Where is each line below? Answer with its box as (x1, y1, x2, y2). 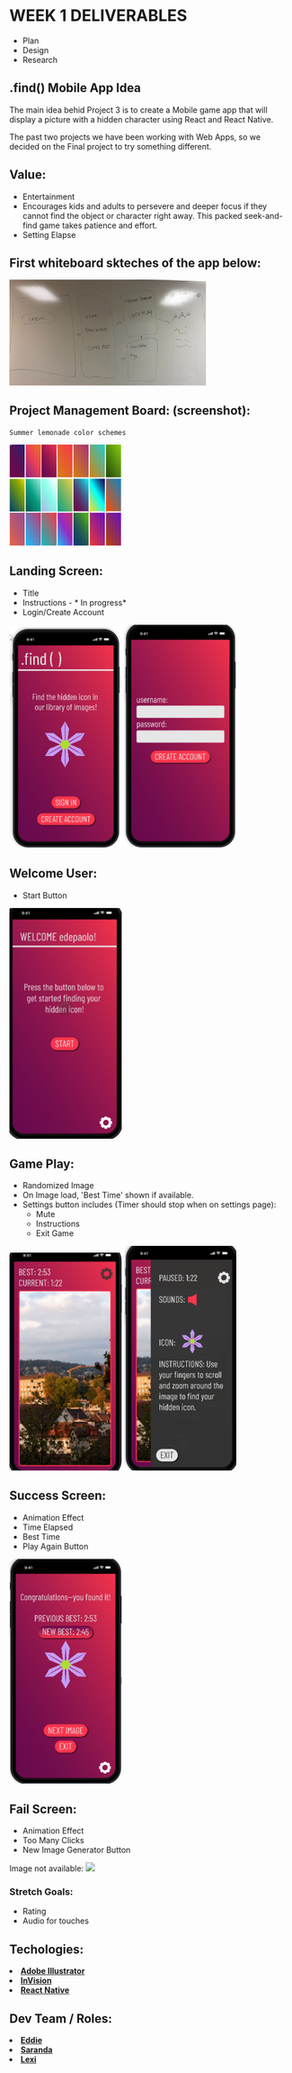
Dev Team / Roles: (9, 2011, 112, 2026)
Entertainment (22, 191, 75, 202)
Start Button (22, 889, 67, 901)
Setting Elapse (22, 229, 76, 240)
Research (22, 54, 58, 65)
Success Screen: (9, 1488, 106, 1504)
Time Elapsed (22, 1522, 74, 1532)
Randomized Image (22, 1180, 94, 1191)
